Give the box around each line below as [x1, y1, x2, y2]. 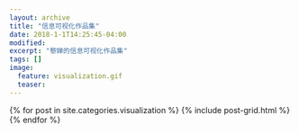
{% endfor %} [9, 114, 61, 125]
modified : [9, 38, 47, 48]
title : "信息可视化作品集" [9, 22, 100, 31]
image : [9, 64, 34, 73]
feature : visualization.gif [17, 72, 123, 81]
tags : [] [9, 55, 42, 64]
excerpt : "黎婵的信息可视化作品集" [9, 47, 128, 56]
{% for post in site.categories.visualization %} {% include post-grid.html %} [9, 104, 291, 115]
